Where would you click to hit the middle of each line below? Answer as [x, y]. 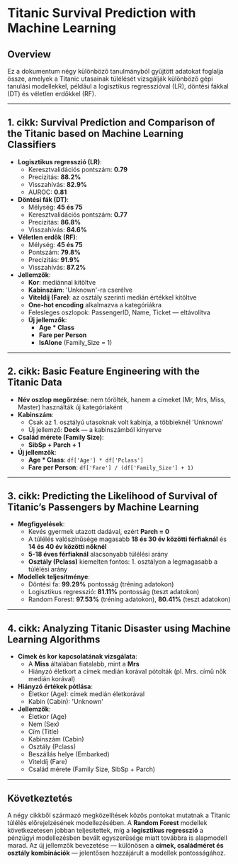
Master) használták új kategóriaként [70, 407]
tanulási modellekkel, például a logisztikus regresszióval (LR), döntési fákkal [118, 86]
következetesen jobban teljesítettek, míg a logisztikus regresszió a [106, 831]
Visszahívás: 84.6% [57, 229]
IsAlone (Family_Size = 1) [75, 342]
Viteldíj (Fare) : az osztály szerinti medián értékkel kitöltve [112, 297]
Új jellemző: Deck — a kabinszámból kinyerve [95, 429]
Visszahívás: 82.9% [57, 184]
